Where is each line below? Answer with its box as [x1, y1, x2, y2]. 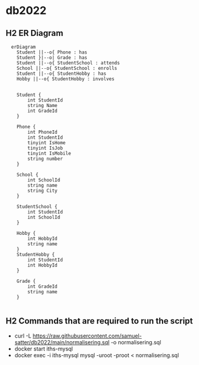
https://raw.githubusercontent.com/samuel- [32, 332, 142, 339]
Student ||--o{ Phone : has [16, 49, 87, 55]
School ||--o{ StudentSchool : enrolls [16, 65, 118, 71]
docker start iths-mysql [14, 345, 73, 352]
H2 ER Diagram [5, 28, 64, 38]
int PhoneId [27, 129, 58, 135]
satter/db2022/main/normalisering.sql [14, 338, 110, 346]
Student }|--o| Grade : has [16, 55, 87, 61]
